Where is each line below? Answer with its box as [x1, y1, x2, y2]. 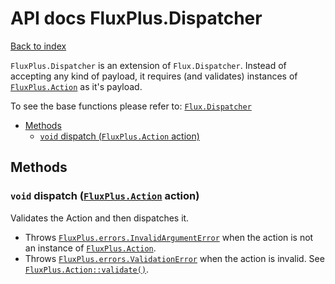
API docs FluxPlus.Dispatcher [10, 7, 263, 30]
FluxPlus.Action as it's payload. [10, 80, 143, 92]
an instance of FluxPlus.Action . [24, 242, 157, 254]
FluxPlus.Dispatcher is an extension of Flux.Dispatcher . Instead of [10, 59, 287, 71]
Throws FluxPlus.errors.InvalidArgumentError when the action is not [24, 231, 314, 243]
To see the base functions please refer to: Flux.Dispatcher [10, 100, 252, 112]
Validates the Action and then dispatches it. [10, 212, 190, 224]
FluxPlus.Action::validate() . [24, 263, 150, 275]
